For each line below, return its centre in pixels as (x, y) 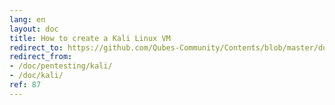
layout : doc (34, 29)
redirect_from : (41, 57)
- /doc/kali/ (36, 76)
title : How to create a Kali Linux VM (90, 38)
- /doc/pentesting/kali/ (61, 66)
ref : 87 (25, 85)
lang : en (27, 19)
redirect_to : (36, 47)
